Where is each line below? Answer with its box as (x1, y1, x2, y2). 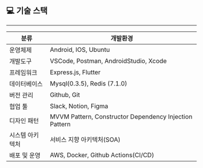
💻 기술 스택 (6, 5, 48, 16)
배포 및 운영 (9, 151, 41, 160)
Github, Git (50, 90, 80, 99)
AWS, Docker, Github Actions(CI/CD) (50, 151, 155, 159)
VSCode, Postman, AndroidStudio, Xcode (50, 57, 167, 65)
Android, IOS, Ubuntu (50, 45, 110, 54)
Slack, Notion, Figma (50, 102, 109, 110)
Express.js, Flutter (50, 68, 101, 76)
